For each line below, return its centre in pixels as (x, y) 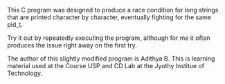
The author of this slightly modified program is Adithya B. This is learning (111, 59)
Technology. (25, 73)
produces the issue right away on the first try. (72, 45)
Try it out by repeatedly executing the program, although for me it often (109, 38)
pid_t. (15, 24)
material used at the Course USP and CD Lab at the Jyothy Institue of (106, 66)
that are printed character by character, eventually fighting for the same (109, 17)
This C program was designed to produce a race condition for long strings (113, 10)
